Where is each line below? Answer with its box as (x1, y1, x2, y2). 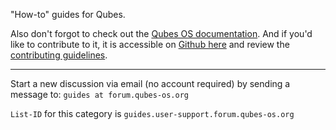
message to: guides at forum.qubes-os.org (10, 89, 190, 100)
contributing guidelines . (10, 49, 108, 61)
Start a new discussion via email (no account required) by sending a (10, 78, 291, 89)
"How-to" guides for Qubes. (10, 9, 126, 20)
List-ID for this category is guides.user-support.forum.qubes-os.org (10, 108, 295, 119)
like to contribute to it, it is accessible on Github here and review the (10, 39, 290, 50)
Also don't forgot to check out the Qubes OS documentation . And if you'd (10, 28, 313, 39)
